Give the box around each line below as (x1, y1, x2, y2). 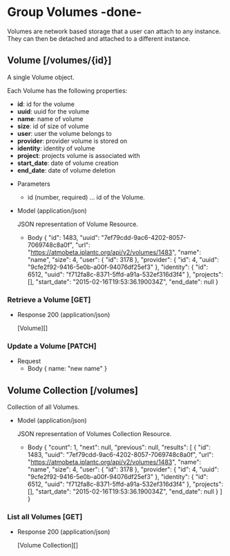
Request (17, 357, 41, 365)
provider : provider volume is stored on (17, 137, 128, 145)
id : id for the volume (17, 100, 75, 108)
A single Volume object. (7, 73, 75, 81)
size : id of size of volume (17, 122, 89, 130)
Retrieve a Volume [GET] (7, 295, 91, 304)
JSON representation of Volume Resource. (17, 220, 138, 228)
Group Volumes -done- (7, 4, 142, 20)
